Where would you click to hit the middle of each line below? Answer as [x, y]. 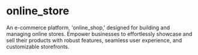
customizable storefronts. [38, 47]
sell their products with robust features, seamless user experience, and [94, 40]
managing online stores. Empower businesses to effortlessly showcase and [99, 33]
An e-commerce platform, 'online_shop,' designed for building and [88, 27]
